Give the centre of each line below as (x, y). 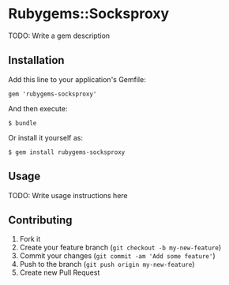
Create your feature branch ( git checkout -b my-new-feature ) (120, 247)
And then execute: (38, 108)
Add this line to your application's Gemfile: (77, 79)
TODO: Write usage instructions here (68, 195)
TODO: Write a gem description (59, 36)
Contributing (40, 220)
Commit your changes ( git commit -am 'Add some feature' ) (117, 256)
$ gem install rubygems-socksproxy (67, 152)
